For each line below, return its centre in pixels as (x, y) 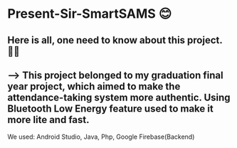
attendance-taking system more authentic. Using (119, 97)
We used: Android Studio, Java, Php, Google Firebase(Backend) (101, 137)
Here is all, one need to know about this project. (115, 40)
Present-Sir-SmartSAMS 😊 (90, 14)
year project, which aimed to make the (94, 86)
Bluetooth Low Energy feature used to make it (110, 109)
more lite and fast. (48, 120)
